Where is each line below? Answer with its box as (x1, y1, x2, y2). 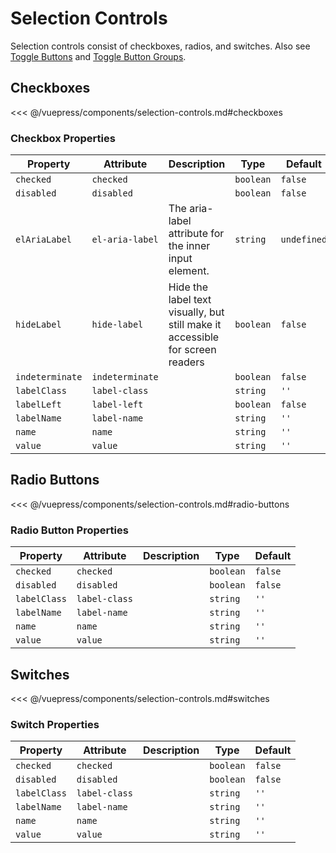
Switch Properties (10, 717, 100, 731)
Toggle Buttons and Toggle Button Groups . (10, 50, 187, 62)
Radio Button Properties (10, 523, 129, 537)
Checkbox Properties (10, 131, 116, 145)
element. (168, 264, 210, 278)
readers (168, 355, 205, 369)
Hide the (168, 280, 209, 294)
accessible (168, 330, 220, 344)
